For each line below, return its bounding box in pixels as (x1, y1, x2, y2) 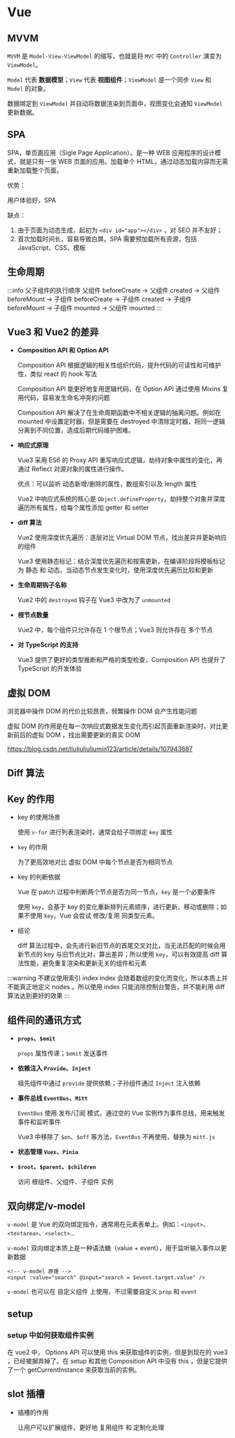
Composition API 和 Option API (17, 346, 109, 355)
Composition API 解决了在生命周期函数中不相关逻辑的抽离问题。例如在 (17, 409, 222, 417)
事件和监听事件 (17, 1118, 61, 1126)
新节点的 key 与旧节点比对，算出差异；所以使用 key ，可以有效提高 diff (17, 950, 220, 959)
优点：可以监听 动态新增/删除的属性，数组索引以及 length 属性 (17, 480, 197, 488)
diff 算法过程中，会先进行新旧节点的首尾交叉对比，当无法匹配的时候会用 (17, 941, 226, 950)
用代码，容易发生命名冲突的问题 (17, 393, 110, 402)
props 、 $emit (17, 1034, 56, 1043)
